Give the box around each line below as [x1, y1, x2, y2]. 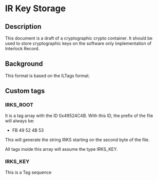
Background [5, 60, 43, 68]
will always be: [5, 118, 35, 123]
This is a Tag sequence [5, 169, 52, 175]
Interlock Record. [5, 46, 40, 51]
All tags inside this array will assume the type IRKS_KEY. [5, 146, 118, 152]
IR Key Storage [5, 3, 66, 14]
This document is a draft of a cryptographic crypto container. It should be [5, 35, 153, 41]
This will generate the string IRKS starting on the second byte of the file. [5, 137, 150, 142]
